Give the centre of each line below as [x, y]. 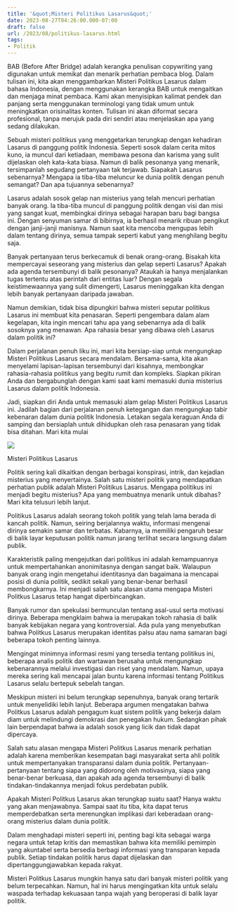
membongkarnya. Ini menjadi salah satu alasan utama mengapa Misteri [110, 589]
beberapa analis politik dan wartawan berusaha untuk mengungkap [105, 661]
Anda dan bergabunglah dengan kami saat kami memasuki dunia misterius [115, 381]
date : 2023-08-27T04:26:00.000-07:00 [63, 20]
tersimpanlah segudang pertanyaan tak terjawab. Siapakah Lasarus [105, 170]
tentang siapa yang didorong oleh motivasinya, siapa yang [126, 770]
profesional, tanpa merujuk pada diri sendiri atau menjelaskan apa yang [111, 119]
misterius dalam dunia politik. [68, 821]
